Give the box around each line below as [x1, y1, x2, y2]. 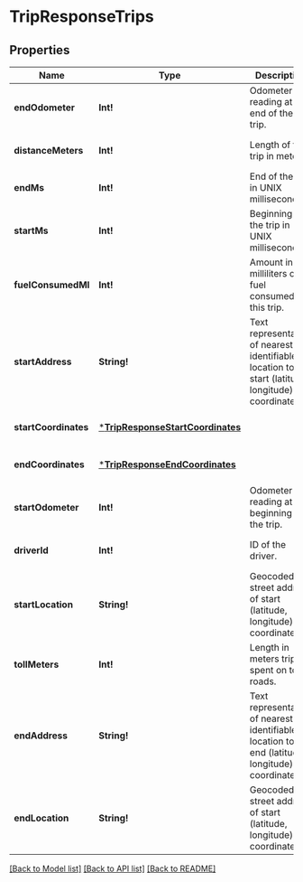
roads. [249, 675, 277, 688]
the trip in [249, 219, 290, 231]
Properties [9, 42, 70, 58]
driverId [14, 544, 50, 557]
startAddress [14, 355, 72, 368]
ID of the [249, 539, 287, 550]
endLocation [14, 812, 69, 824]
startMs [14, 224, 49, 237]
